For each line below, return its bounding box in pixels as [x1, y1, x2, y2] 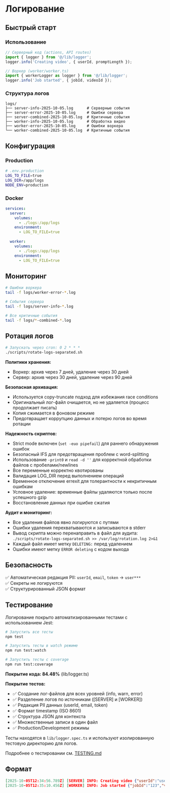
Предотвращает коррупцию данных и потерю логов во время [12, 416, 147, 422]
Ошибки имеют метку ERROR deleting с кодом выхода [12, 546, 129, 552]
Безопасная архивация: [5, 384, 58, 390]
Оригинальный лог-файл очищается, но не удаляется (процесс [12, 399, 149, 405]
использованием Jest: [5, 619, 54, 626]
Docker [5, 195, 24, 202]
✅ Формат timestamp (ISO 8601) [12, 707, 81, 713]
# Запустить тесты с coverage [5, 657, 69, 662]
